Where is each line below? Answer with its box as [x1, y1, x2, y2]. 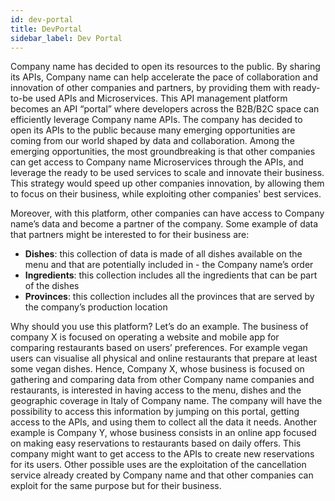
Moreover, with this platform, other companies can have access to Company [10, 207, 325, 220]
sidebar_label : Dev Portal [10, 33, 123, 43]
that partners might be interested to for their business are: [10, 229, 250, 241]
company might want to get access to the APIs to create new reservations [10, 448, 315, 460]
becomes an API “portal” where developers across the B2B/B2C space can [10, 103, 320, 115]
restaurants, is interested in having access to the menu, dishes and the [10, 384, 302, 396]
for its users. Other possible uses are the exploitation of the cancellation [10, 459, 307, 471]
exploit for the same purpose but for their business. [10, 480, 222, 492]
